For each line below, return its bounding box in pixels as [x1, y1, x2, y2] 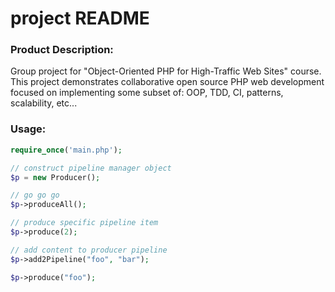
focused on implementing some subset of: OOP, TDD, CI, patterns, [10, 87, 284, 99]
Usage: [10, 122, 47, 136]
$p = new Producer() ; [10, 172, 101, 182]
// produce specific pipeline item [10, 218, 159, 228]
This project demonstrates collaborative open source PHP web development [10, 76, 325, 88]
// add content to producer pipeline [10, 245, 168, 255]
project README [10, 7, 150, 30]
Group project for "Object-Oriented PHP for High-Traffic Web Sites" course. [10, 65, 322, 77]
